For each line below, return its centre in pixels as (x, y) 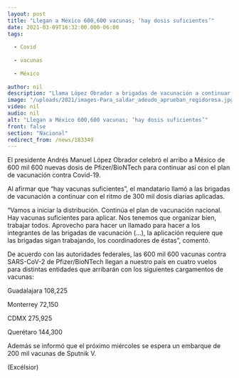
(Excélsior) (23, 367)
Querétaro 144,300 (35, 332)
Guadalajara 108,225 (37, 291)
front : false (27, 126)
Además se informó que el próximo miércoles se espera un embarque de (114, 346)
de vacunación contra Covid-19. (54, 175)
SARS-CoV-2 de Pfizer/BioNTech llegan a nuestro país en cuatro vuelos (112, 262)
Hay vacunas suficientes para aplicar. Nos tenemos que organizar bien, (112, 218)
